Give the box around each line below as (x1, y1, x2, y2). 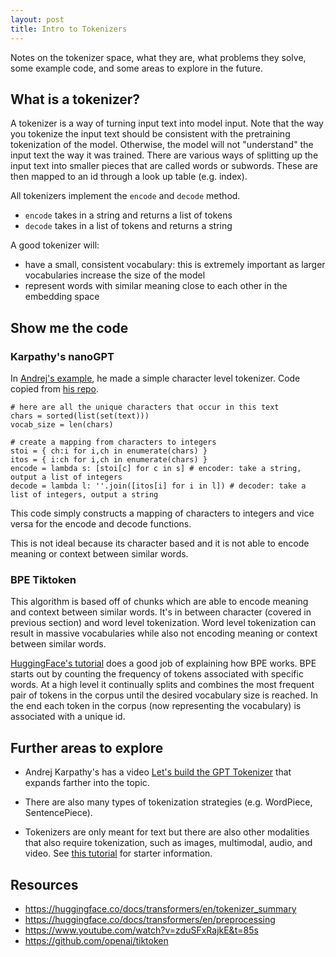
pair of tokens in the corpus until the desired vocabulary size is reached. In (10, 689, 319, 701)
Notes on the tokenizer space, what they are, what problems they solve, (10, 51, 307, 63)
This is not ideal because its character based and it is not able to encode (10, 537, 310, 549)
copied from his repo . (10, 383, 100, 395)
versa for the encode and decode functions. (10, 518, 192, 530)
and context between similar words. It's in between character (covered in (10, 606, 312, 618)
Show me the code (10, 319, 129, 336)
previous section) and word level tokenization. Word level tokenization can (10, 617, 317, 629)
